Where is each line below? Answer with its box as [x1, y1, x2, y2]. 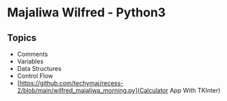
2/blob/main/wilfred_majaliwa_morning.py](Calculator [16, 87, 169, 94]
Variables [16, 57, 44, 66]
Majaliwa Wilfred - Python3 [7, 5, 166, 20]
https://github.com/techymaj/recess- [19, 79, 124, 87]
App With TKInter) [170, 87, 221, 94]
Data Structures [16, 65, 62, 72]
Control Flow [16, 72, 53, 80]
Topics [7, 32, 37, 44]
